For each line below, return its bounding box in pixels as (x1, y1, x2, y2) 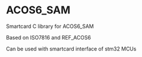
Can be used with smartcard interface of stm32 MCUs (6, 45, 137, 52)
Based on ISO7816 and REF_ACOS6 (6, 34, 91, 41)
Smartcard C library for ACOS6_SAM (6, 23, 94, 30)
